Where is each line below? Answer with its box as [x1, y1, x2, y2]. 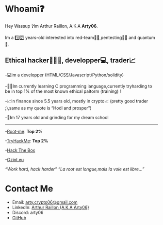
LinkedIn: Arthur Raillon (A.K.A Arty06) [12, 204, 89, 210]
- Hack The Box [5, 147, 35, 153]
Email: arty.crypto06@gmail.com [12, 199, 78, 205]
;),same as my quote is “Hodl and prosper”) [5, 105, 92, 111]
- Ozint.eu [5, 156, 24, 162]
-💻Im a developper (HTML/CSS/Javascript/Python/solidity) [5, 72, 124, 78]
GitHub [12, 214, 27, 221]
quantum [137, 35, 155, 40]
